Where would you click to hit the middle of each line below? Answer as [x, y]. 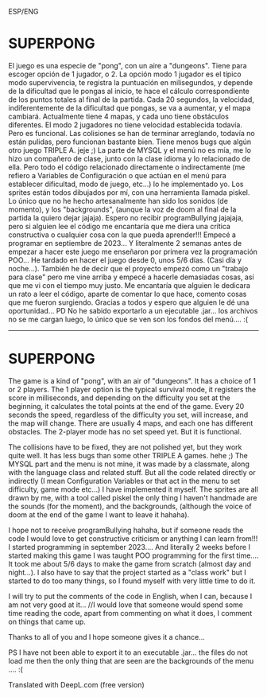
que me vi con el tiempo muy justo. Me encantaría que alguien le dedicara [129, 285]
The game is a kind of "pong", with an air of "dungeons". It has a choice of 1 [132, 380]
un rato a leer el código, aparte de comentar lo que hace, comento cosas [128, 294]
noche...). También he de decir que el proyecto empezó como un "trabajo [128, 268]
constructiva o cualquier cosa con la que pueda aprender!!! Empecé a [122, 235]
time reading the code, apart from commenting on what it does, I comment [130, 613]
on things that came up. [47, 621]
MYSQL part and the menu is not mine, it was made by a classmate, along [129, 464]
